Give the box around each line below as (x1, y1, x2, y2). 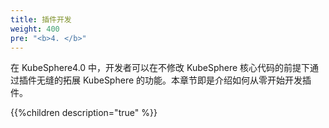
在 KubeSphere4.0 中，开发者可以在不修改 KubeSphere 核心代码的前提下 (10, 62, 311, 74)
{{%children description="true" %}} (10, 107, 158, 119)
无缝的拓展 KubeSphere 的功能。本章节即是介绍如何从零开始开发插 (36, 74, 312, 86)
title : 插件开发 (10, 14, 72, 25)
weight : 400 (10, 24, 60, 34)
